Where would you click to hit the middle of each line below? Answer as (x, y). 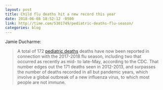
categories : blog (23, 28)
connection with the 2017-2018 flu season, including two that (79, 56)
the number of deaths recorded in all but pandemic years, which (82, 72)
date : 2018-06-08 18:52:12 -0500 (40, 19)
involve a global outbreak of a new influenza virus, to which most (83, 77)
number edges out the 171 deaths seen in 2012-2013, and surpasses (86, 67)
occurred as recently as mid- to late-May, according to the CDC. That (88, 62)
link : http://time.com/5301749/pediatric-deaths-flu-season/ (69, 23)
